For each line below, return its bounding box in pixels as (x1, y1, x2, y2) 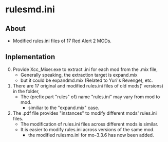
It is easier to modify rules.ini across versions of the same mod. (20, 126, 155, 132)
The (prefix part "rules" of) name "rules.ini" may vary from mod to (20, 94, 160, 100)
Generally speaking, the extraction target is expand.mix (20, 72, 138, 78)
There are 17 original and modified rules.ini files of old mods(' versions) (12, 82, 163, 88)
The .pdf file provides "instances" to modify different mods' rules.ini (12, 110, 157, 116)
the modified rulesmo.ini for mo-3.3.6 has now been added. (28, 132, 154, 138)
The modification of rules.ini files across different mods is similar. (20, 121, 159, 127)
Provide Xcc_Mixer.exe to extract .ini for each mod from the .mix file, (12, 66, 158, 73)
